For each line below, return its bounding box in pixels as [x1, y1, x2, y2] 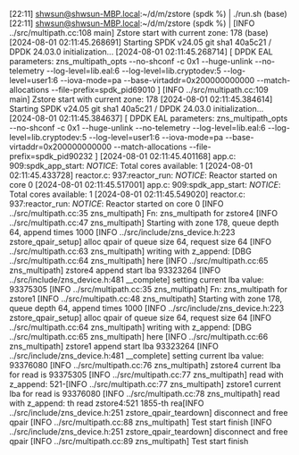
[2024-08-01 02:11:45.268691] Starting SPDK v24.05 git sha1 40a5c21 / [9, 37, 272, 47]
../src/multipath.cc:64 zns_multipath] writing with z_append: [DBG [9, 322, 253, 333]
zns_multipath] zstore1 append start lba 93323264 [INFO [9, 341, 219, 351]
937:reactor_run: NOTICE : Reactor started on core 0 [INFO [9, 198, 224, 209]
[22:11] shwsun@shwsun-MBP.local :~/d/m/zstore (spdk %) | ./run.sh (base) [9, 9, 287, 19]
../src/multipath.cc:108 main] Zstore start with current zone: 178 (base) [9, 28, 270, 38]
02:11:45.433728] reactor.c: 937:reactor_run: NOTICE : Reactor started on [9, 170, 278, 181]
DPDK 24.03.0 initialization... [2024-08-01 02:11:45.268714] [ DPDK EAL [9, 46, 274, 57]
